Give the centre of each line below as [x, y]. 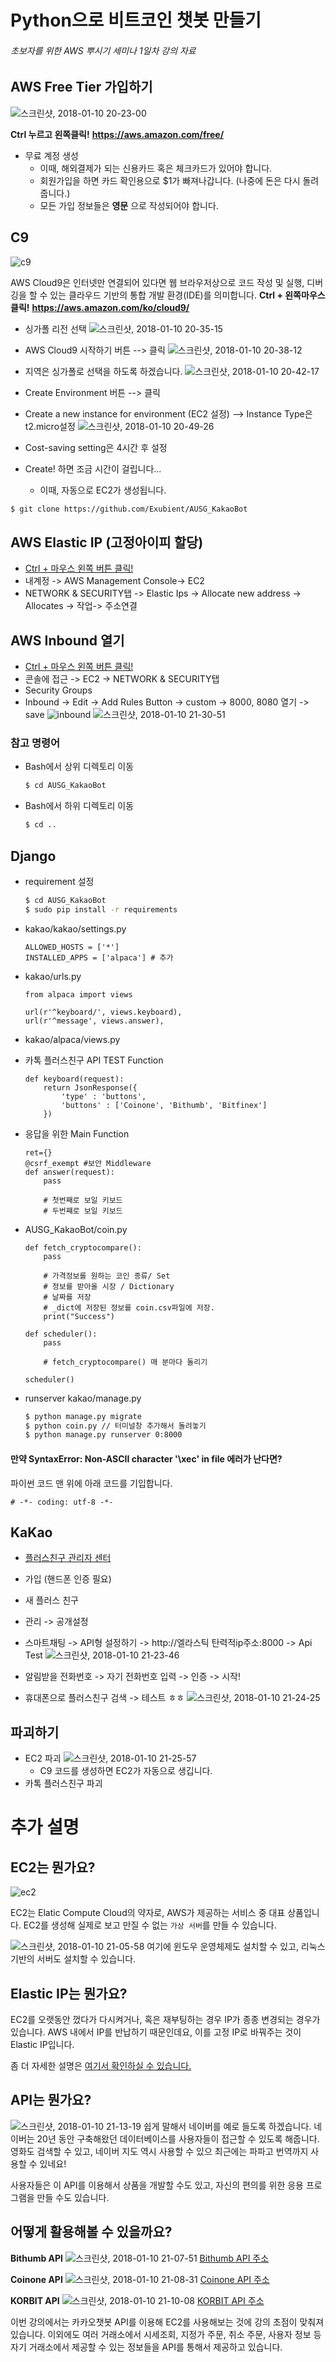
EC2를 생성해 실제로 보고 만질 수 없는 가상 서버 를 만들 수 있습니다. [150, 1925]
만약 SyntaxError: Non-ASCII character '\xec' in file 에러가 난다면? [146, 1458]
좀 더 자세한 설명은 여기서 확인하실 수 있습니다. [101, 2065]
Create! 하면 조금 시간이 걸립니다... [93, 468]
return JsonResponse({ [90, 1087]
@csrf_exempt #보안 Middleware [88, 1163]
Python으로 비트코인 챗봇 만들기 [136, 20]
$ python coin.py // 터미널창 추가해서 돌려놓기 [115, 1426]
